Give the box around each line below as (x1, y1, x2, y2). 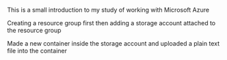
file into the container (7, 47, 67, 55)
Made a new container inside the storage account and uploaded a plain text (7, 40, 220, 47)
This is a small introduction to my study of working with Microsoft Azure (7, 6, 210, 14)
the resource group (7, 27, 62, 34)
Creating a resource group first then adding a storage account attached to (7, 19, 216, 27)
